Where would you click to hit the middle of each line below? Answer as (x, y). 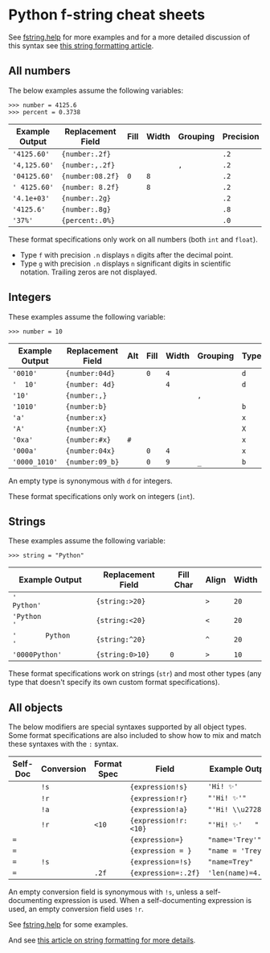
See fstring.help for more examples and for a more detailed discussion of (129, 37)
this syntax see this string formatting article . (81, 45)
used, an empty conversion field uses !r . (76, 909)
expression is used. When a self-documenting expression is (152, 901)
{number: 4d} (90, 384)
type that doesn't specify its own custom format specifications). (114, 683)
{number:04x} (90, 451)
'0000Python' (37, 655)
